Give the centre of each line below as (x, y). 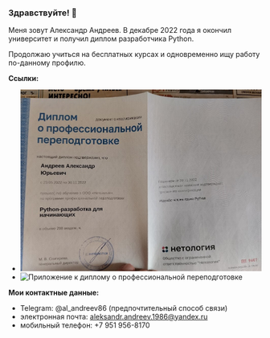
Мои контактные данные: (53, 292)
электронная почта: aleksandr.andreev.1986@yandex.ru (114, 316)
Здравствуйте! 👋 (43, 13)
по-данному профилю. (47, 63)
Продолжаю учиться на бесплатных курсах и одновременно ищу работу (134, 55)
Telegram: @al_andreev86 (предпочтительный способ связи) (124, 307)
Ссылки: (23, 79)
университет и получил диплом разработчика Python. (101, 39)
